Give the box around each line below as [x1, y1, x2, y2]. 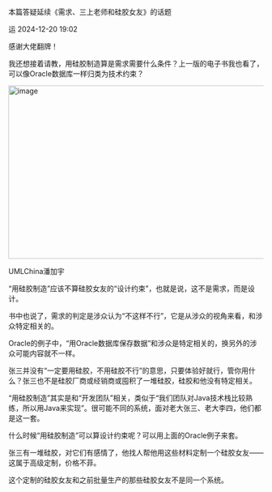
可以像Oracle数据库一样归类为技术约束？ [8, 69, 144, 79]
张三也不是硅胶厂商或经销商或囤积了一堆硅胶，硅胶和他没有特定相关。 [22, 376, 257, 385]
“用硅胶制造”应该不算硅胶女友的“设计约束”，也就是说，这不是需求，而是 [8, 284, 249, 293]
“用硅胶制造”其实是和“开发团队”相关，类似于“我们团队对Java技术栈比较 [8, 393, 246, 403]
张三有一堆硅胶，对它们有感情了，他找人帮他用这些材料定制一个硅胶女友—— [8, 448, 264, 457]
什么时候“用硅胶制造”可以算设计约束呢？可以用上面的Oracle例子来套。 [8, 430, 243, 440]
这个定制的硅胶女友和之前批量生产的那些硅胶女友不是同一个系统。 [8, 475, 228, 485]
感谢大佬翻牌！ [8, 41, 58, 51]
